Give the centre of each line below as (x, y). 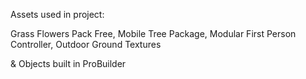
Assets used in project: (57, 14)
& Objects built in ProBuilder (68, 63)
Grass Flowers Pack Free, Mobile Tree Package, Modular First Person (153, 33)
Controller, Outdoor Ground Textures (86, 44)
